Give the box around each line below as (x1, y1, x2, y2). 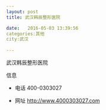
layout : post (6, 8, 39, 15)
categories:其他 (6, 30, 45, 36)
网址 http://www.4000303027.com (14, 97, 100, 104)
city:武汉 (6, 36, 29, 42)
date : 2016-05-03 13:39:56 (6, 25, 79, 31)
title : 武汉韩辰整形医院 (6, 14, 61, 20)
